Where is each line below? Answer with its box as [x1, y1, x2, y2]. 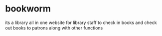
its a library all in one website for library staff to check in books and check [5, 19, 157, 25]
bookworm [5, 3, 51, 14]
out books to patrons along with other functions [5, 24, 103, 30]
